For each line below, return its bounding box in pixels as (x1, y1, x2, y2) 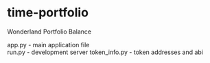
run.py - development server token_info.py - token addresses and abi (7, 48, 204, 56)
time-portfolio (7, 5, 89, 21)
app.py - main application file (7, 40, 90, 49)
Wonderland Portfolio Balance (7, 27, 91, 36)
